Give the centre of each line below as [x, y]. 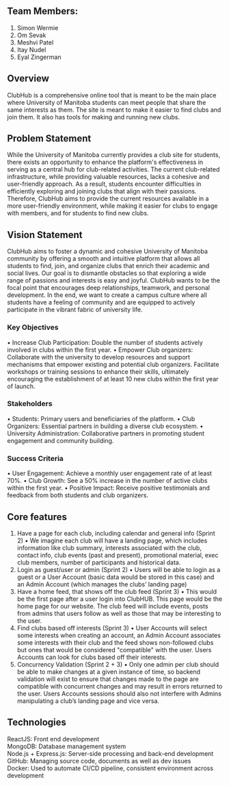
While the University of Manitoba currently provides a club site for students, [114, 155]
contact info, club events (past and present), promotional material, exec [118, 555]
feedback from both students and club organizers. [78, 495]
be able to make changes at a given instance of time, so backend [108, 671]
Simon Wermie [38, 27]
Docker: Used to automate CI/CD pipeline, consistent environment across [110, 768]
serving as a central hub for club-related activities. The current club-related [113, 169]
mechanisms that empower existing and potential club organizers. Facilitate [113, 364]
